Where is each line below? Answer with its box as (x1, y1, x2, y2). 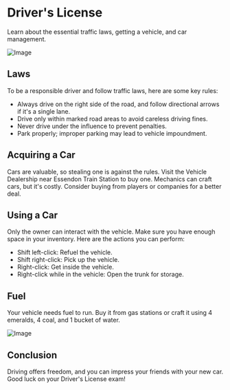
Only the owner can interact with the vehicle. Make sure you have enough (7, 227, 216, 236)
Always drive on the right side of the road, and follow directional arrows (16, 100, 220, 108)
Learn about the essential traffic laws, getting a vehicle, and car (7, 28, 187, 36)
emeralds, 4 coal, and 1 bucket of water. (7, 316, 120, 325)
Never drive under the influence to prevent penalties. (16, 122, 167, 130)
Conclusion (7, 349, 58, 361)
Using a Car (7, 209, 58, 221)
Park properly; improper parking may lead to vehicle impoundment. (16, 129, 207, 137)
